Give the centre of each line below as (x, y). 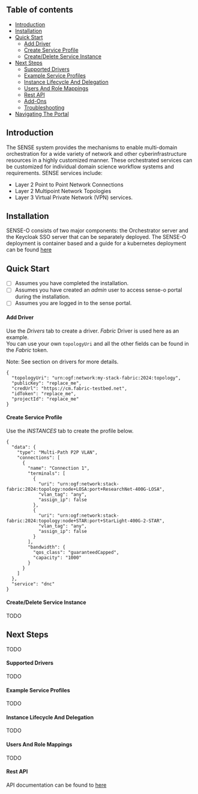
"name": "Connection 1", (59, 468)
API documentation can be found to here (56, 785)
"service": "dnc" (33, 584)
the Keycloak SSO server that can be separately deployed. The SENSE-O (96, 237)
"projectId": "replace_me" (45, 399)
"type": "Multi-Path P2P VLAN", (57, 452)
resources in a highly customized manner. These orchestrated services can (99, 160)
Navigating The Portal (42, 114)
